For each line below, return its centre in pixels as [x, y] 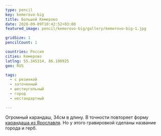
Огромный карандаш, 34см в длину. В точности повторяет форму [77, 117]
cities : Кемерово [24, 56]
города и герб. [21, 128]
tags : [11, 75]
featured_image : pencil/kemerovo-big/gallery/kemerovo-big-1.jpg [76, 29]
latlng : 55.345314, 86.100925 [37, 61]
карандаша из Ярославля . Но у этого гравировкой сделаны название [81, 122]
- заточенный [24, 84]
